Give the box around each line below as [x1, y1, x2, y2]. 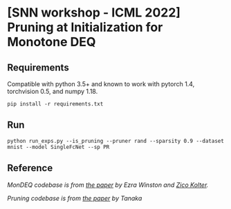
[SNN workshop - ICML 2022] [7, 5, 181, 21]
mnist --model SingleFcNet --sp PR [7, 143, 110, 150]
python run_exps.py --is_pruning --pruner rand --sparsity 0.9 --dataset [7, 137, 225, 144]
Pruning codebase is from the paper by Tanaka [7, 194, 142, 202]
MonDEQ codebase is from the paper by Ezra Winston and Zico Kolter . [7, 181, 209, 189]
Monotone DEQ [7, 34, 96, 50]
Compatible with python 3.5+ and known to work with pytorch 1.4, [7, 80, 195, 88]
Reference [7, 162, 53, 174]
